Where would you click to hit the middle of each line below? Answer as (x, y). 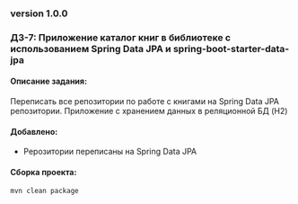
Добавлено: (34, 131)
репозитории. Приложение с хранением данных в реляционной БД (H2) (149, 111)
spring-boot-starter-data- (231, 49)
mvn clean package (44, 191)
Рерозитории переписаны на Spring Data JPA (110, 152)
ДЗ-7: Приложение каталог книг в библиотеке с (121, 37)
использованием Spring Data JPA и (91, 49)
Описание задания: (49, 81)
